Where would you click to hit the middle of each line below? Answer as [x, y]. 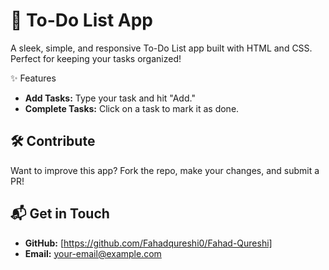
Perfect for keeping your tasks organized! [96, 58]
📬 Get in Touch [60, 214]
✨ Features [33, 78]
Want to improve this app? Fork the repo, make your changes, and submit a [165, 170]
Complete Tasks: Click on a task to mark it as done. [132, 108]
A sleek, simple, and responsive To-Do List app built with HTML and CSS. [161, 48]
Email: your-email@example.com [93, 253]
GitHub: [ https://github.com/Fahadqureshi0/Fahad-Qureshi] [148, 243]
